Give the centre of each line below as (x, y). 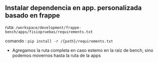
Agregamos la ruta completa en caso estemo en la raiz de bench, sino (83, 50)
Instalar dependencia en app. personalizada (73, 8)
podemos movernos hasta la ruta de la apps (56, 55)
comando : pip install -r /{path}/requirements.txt (59, 41)
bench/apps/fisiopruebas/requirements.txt (49, 32)
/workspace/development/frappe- (48, 28)
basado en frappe (33, 16)
